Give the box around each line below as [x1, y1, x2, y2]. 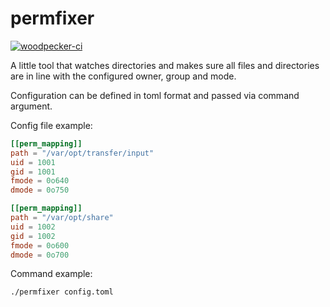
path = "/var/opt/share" [10, 213, 114, 223]
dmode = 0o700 [10, 250, 70, 260]
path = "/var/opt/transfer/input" [10, 148, 155, 158]
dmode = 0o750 [10, 185, 70, 196]
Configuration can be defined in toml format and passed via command [10, 89, 300, 101]
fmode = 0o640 [10, 176, 70, 186]
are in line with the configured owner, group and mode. [10, 70, 237, 82]
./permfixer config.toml [10, 287, 114, 297]
